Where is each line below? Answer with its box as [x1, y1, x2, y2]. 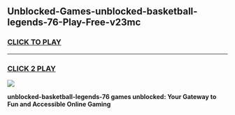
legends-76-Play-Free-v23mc [7, 17, 141, 29]
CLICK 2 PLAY [7, 63, 56, 73]
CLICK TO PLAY [7, 38, 62, 47]
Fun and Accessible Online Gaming [7, 100, 111, 108]
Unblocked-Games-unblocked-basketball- [7, 6, 198, 17]
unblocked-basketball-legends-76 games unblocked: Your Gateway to [7, 92, 217, 100]
